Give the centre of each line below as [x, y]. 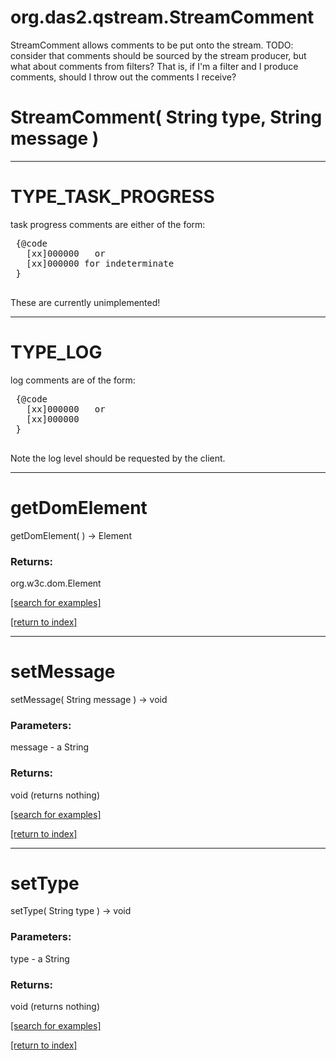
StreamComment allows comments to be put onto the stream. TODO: [152, 45]
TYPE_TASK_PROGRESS [112, 197]
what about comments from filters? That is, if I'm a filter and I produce [154, 66]
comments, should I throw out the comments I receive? [123, 77]
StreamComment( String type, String [166, 117]
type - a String [40, 958]
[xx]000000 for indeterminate [100, 263]
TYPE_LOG [56, 352]
